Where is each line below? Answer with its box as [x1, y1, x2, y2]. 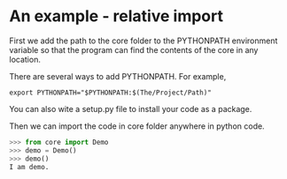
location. [9, 54, 42, 64]
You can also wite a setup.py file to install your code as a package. [9, 103, 252, 114]
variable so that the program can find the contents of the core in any [9, 44, 259, 55]
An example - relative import [9, 6, 224, 26]
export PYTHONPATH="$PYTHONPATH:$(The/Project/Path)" [9, 88, 213, 97]
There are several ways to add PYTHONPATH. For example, [9, 71, 227, 81]
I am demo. [9, 162, 50, 171]
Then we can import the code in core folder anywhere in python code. [9, 121, 265, 131]
